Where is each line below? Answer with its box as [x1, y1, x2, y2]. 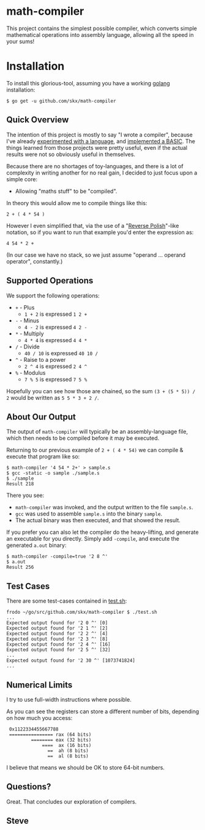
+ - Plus [15, 303, 35, 311]
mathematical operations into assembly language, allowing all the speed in [6, 31, 194, 38]
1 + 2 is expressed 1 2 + [24, 310, 88, 318]
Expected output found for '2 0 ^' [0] [6, 620, 108, 626]
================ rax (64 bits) [9, 731, 92, 738]
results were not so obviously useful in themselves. [6, 151, 136, 158]
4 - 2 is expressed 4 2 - [24, 323, 88, 331]
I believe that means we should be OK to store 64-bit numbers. [6, 764, 165, 771]
